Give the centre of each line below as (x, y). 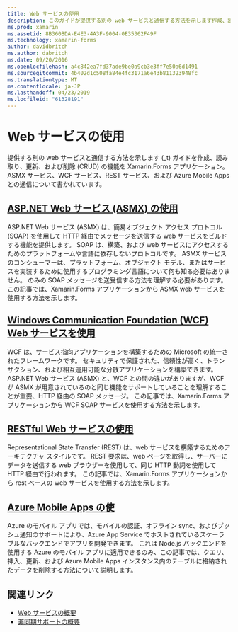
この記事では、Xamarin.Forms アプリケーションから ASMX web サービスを (116, 289)
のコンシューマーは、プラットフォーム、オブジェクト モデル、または (107, 262)
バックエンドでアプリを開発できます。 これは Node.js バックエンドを (126, 544)
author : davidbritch (38, 47)
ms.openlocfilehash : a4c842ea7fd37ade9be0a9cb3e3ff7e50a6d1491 (103, 67)
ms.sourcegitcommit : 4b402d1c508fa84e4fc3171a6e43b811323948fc (103, 73)
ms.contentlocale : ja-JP (44, 86)
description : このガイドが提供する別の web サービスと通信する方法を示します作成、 (118, 21)
